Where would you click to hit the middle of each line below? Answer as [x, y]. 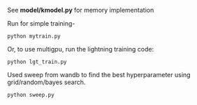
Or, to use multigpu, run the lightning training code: [81, 49]
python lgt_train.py [37, 62]
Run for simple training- [41, 23]
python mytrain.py [34, 36]
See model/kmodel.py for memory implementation [81, 10]
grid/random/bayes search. [46, 82]
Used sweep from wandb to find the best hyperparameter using [99, 75]
